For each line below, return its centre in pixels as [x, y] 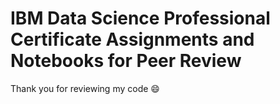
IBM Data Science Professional [140, 18]
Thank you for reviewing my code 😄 [85, 88]
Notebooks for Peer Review [126, 61]
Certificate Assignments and [132, 39]
